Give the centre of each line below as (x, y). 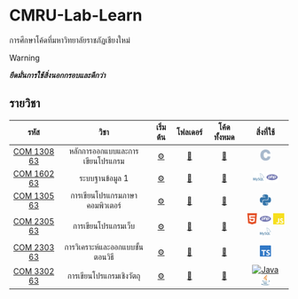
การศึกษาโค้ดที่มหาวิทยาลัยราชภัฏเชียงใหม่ (70, 40)
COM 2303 (34, 247)
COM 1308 (34, 151)
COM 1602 (34, 173)
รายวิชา (25, 103)
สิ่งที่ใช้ (265, 132)
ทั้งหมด (224, 138)
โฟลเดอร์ (189, 132)
